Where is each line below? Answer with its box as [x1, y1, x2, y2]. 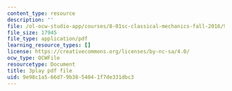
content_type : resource [7, 10, 76, 17]
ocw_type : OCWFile [7, 55, 60, 62]
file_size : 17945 [7, 29, 57, 36]
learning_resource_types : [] [7, 42, 91, 49]
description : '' [7, 16, 54, 23]
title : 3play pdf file [7, 67, 72, 74]
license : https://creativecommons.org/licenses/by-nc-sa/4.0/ [7, 49, 190, 55]
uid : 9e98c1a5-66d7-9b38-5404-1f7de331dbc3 [7, 73, 135, 81]
